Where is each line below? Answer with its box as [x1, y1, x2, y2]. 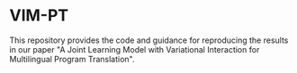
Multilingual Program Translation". [9, 53, 135, 64]
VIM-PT [9, 5, 69, 26]
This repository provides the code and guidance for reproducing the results [9, 35, 289, 45]
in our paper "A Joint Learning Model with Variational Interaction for [9, 44, 260, 54]
